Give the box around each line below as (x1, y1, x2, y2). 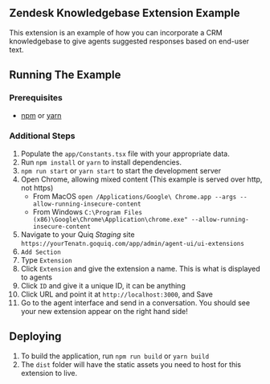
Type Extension (20, 255, 72, 264)
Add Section (20, 248, 61, 256)
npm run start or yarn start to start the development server (20, 165, 222, 175)
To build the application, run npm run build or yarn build (20, 351, 210, 361)
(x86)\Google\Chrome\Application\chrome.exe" (32, 215, 188, 223)
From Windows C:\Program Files (32, 206, 143, 216)
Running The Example (9, 68, 121, 82)
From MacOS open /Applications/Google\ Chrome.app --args (32, 191, 237, 201)
